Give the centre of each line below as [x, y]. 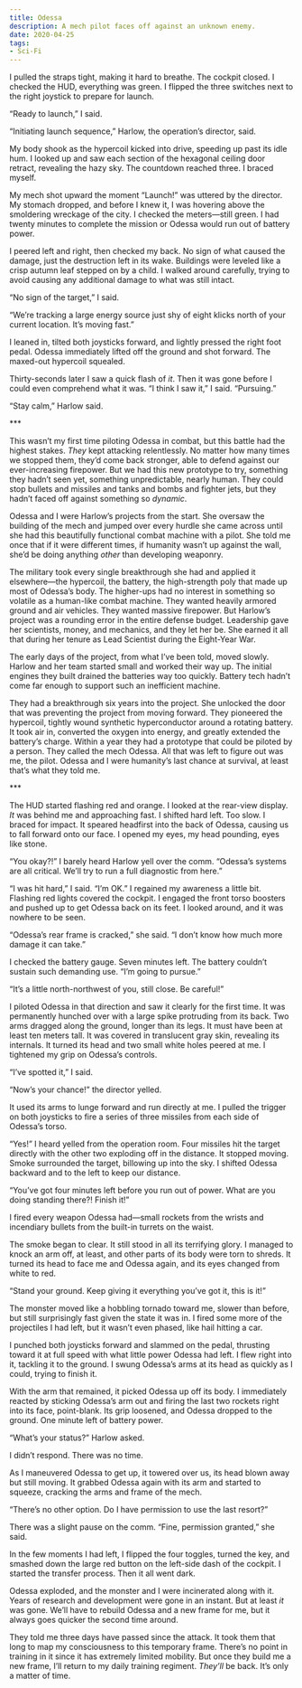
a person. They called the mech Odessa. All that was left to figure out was [146, 751]
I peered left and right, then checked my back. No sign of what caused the [147, 251]
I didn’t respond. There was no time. [77, 1456]
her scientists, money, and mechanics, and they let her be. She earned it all [149, 630]
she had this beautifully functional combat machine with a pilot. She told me [150, 535]
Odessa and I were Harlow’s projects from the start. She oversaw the [137, 516]
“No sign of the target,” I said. [64, 297]
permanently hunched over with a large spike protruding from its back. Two [149, 1016]
